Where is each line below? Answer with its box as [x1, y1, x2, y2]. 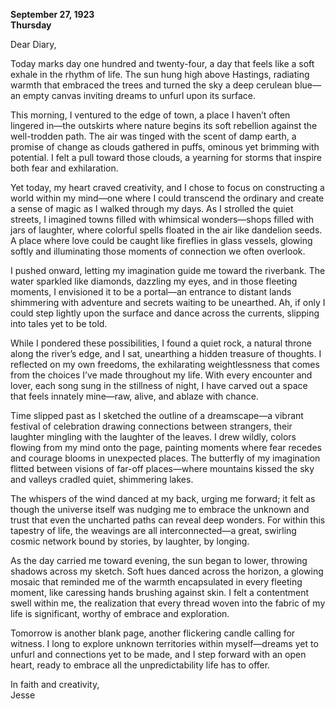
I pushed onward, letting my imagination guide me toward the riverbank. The [10, 265, 326, 276]
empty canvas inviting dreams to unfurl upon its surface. [23, 90, 257, 101]
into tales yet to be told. [10, 318, 108, 329]
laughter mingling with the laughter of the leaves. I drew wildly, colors [10, 431, 297, 443]
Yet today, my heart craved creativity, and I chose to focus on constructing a [10, 182, 325, 193]
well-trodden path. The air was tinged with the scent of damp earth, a [10, 130, 297, 142]
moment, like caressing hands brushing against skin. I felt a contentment [10, 587, 310, 598]
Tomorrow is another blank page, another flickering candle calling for [10, 627, 296, 639]
